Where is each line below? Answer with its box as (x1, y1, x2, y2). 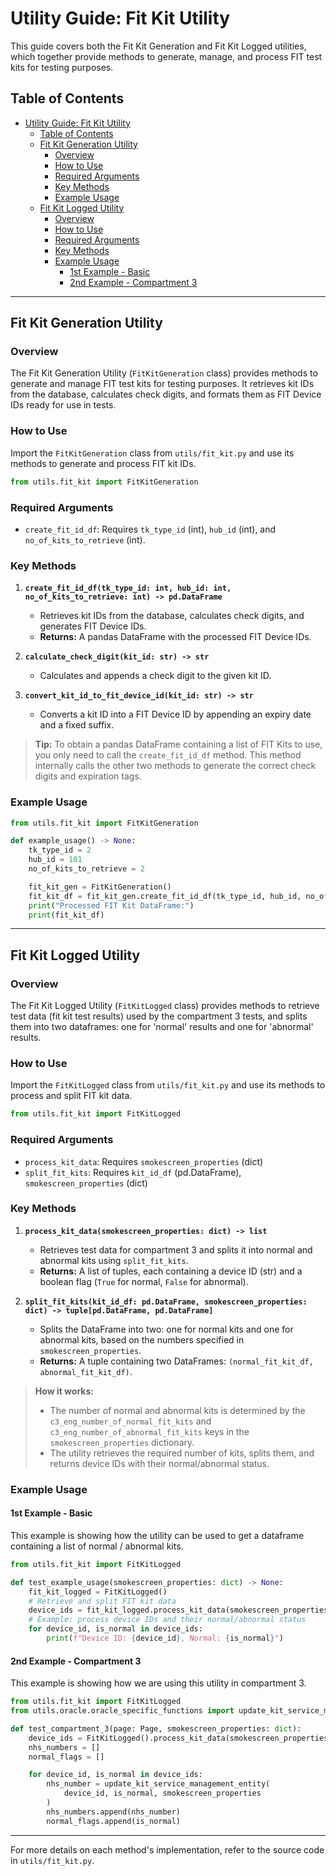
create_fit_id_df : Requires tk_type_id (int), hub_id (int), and (24, 523, 277, 535)
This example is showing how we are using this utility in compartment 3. (10, 1677, 307, 1689)
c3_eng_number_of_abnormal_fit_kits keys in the (49, 1425, 250, 1437)
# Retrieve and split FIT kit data (28, 1596, 177, 1606)
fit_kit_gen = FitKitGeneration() (28, 882, 172, 892)
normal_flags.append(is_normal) (46, 1816, 182, 1826)
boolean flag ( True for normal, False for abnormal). (39, 1275, 249, 1287)
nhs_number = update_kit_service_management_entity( (46, 1779, 271, 1789)
